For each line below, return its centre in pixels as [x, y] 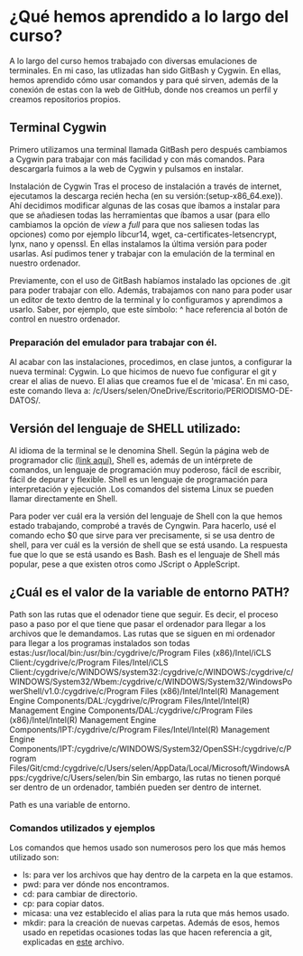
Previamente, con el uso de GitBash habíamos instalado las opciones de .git [150, 280]
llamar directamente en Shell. [64, 498]
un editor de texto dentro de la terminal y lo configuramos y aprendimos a [146, 299]
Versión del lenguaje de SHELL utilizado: [125, 429]
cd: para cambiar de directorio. [80, 894]
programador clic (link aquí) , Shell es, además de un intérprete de [131, 460]
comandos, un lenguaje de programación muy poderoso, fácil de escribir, [146, 469]
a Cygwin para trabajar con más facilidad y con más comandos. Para [137, 159]
